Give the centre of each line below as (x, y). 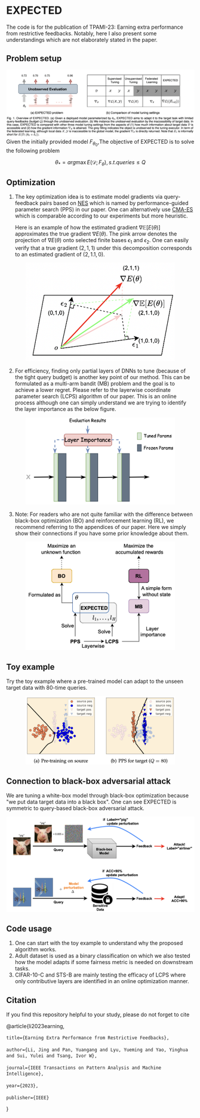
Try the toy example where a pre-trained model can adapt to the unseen (95, 681)
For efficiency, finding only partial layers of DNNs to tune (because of (100, 371)
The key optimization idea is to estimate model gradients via (89, 197)
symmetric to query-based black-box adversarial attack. (75, 808)
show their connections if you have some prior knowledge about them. (102, 533)
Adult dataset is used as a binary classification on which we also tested (102, 956)
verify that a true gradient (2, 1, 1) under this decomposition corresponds (103, 248)
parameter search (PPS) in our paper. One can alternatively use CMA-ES (104, 210)
